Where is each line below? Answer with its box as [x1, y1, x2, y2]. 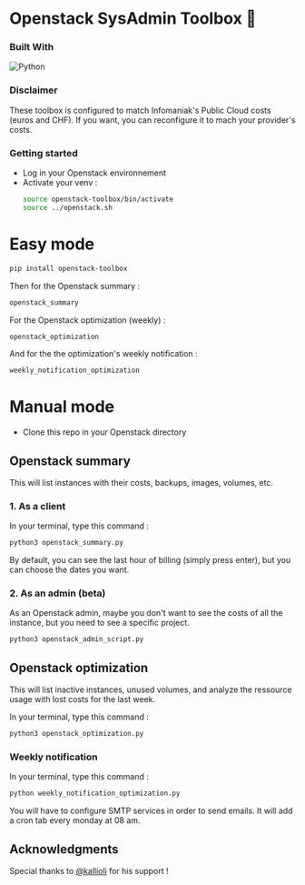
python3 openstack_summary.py [9, 538, 124, 548]
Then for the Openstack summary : [9, 280, 141, 291]
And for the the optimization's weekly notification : [9, 348, 198, 359]
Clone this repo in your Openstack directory [22, 427, 187, 437]
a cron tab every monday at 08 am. [9, 815, 141, 826]
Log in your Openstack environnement [22, 167, 166, 178]
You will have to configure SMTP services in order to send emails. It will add [9, 805, 293, 817]
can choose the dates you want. [9, 564, 130, 576]
